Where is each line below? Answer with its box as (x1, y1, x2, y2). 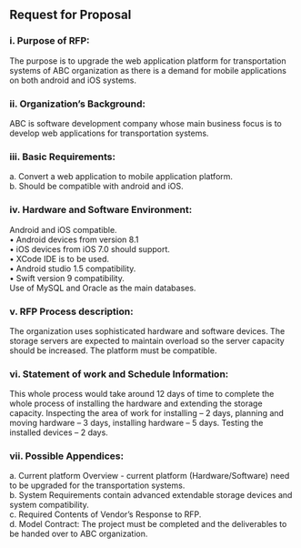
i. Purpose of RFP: (9, 35, 90, 47)
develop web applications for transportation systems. (9, 127, 209, 138)
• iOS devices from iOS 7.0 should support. (9, 243, 171, 254)
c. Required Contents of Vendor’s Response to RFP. (9, 509, 202, 520)
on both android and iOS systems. (9, 75, 137, 86)
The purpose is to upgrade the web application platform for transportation (9, 55, 286, 66)
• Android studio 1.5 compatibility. (9, 263, 136, 274)
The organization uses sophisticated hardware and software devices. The (9, 325, 286, 336)
